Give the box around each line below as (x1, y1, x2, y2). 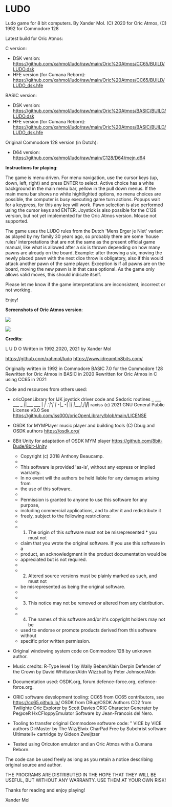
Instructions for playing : (5, 164, 58, 170)
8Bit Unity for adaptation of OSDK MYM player (12, 438, 111, 444)
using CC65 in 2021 (5, 376, 47, 382)
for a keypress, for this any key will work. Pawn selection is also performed (5, 202, 163, 208)
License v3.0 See (12, 407, 50, 413)
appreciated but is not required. (20, 556, 87, 562)
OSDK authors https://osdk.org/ (12, 428, 80, 434)
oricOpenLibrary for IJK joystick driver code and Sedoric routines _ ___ (12, 396, 161, 402)
